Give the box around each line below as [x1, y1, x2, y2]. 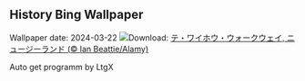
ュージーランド [9, 43, 66, 54]
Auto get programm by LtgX [9, 61, 114, 72]
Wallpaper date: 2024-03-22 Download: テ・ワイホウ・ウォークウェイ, [9, 31, 285, 43]
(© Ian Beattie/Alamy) [66, 43, 149, 54]
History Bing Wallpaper [9, 7, 144, 22]
